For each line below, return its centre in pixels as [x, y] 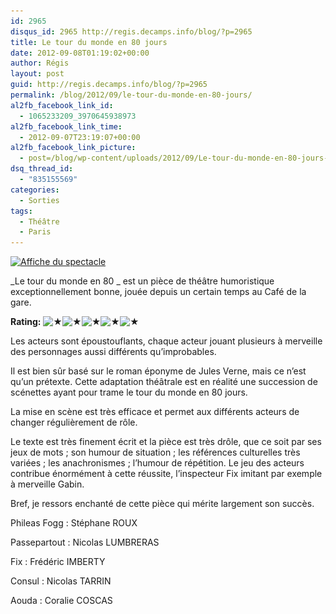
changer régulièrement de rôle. [74, 422]
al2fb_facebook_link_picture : [73, 148]
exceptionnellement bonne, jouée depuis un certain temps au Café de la [158, 292]
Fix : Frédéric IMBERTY [58, 562]
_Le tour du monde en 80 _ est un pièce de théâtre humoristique [142, 281]
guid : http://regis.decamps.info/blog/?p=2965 [109, 85]
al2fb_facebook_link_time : [66, 126]
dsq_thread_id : [42, 169]
